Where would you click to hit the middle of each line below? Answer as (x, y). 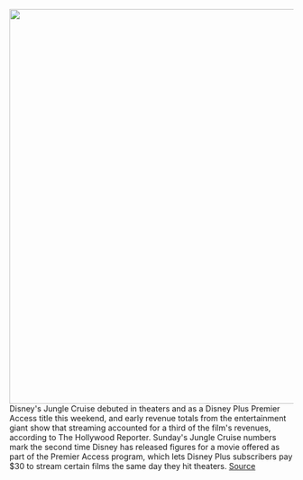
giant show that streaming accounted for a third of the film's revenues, (140, 428)
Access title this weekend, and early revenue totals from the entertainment (148, 418)
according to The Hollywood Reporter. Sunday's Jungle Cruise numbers (143, 437)
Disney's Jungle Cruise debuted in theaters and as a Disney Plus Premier (145, 409)
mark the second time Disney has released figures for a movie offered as (145, 447)
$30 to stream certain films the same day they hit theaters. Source (133, 466)
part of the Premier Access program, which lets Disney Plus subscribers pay (151, 457)
